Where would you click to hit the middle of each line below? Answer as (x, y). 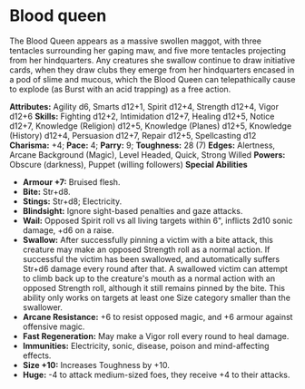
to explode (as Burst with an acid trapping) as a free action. (120, 89)
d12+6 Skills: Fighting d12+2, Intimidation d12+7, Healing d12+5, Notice (142, 116)
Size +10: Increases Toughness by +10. (96, 365)
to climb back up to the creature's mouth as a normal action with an (148, 278)
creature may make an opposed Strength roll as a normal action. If (146, 249)
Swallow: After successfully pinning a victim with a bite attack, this (148, 239)
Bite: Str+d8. (46, 191)
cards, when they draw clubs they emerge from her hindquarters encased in (152, 70)
